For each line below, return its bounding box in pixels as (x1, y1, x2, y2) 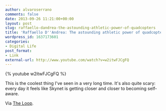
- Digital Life (5, 44, 37, 49)
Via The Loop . (5, 100, 34, 106)
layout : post (5, 21, 32, 26)
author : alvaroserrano (5, 7, 52, 12)
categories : (5, 39, 30, 44)
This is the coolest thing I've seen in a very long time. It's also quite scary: (5, 81, 156, 86)
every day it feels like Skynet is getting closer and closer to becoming (5, 85, 147, 91)
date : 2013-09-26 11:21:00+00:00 (5, 16, 74, 21)
